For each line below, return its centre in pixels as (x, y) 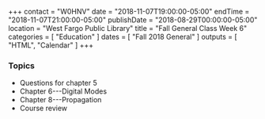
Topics (22, 65)
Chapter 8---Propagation (61, 100)
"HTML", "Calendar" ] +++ (51, 45)
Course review (44, 108)
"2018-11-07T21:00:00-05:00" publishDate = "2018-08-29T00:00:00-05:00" (133, 20)
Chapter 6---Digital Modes (63, 91)
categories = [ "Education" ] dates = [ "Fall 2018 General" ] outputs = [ (123, 36)
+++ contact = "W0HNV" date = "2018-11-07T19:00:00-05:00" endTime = (129, 12)
